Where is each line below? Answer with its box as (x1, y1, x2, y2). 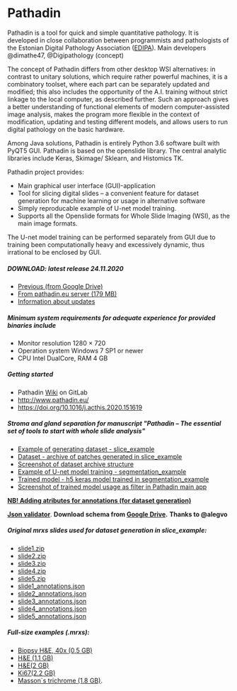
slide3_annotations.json (17, 597, 87, 605)
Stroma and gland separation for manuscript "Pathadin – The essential (7, 419, 221, 428)
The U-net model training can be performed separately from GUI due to (7, 233, 216, 241)
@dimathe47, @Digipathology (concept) (7, 51, 124, 60)
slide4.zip (17, 566, 47, 575)
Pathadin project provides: (7, 167, 84, 176)
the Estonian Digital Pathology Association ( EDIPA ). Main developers (7, 43, 207, 52)
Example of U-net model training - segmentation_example (17, 467, 187, 476)
